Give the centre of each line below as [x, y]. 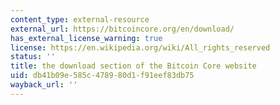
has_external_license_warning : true [86, 38]
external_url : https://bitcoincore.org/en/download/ [122, 29]
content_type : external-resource [80, 19]
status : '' [33, 57]
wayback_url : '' [44, 85]
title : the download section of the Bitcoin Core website [133, 66]
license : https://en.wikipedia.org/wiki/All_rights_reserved [140, 47]
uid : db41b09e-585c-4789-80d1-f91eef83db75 [102, 76]
